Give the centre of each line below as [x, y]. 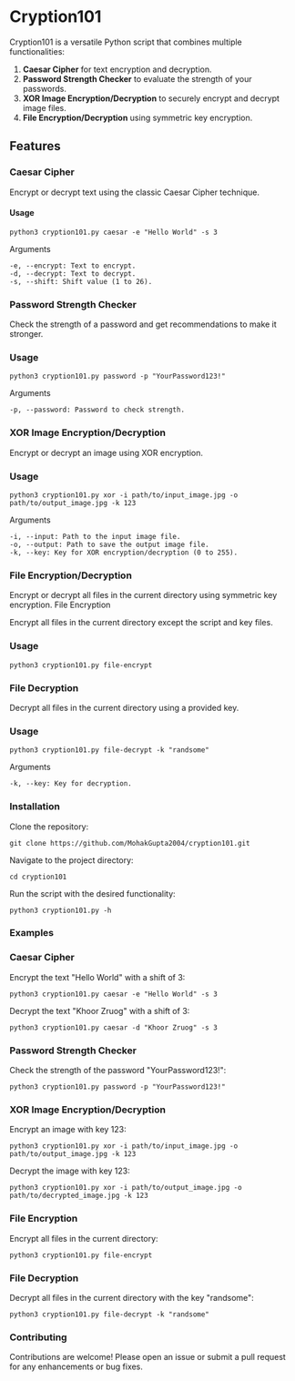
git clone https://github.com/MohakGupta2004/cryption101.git [130, 843]
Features [35, 146]
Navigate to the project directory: [71, 860]
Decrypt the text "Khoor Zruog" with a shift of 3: [100, 1010]
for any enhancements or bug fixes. [76, 1366]
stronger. [26, 334]
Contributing [38, 1337]
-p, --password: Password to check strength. [97, 410]
